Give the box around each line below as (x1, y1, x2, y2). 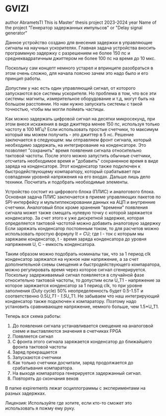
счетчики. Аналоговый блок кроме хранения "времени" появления (5, 204, 148, 210)
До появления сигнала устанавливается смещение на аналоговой (12, 323, 154, 329)
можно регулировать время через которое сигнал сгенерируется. (5, 266, 147, 273)
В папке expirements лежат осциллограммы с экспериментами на (5, 385, 146, 391)
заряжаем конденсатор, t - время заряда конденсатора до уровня (5, 236, 147, 242)
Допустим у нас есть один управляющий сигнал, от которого (5, 85, 136, 91)
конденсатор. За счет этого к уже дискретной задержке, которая (5, 215, 145, 221)
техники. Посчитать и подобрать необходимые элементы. (5, 179, 129, 185)
